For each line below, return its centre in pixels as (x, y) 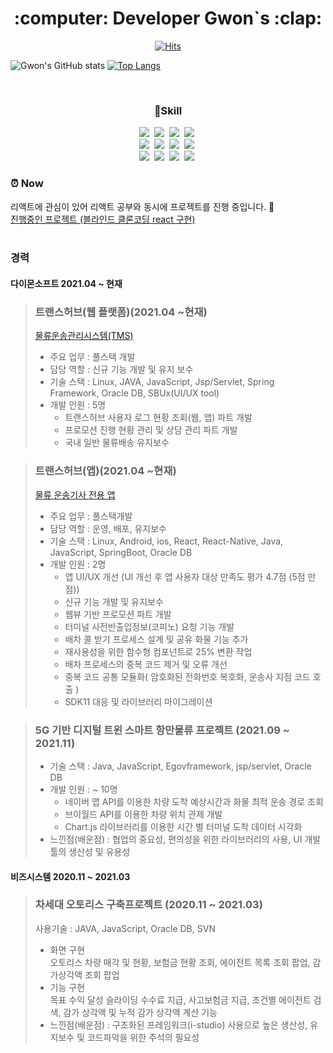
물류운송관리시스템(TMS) (84, 336)
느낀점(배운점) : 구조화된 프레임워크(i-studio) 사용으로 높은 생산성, (178, 1024)
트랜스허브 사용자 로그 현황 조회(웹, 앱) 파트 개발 (158, 418)
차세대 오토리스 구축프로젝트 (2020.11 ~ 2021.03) (148, 905)
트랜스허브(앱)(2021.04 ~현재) (105, 471)
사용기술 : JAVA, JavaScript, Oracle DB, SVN (125, 928)
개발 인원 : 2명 (78, 564)
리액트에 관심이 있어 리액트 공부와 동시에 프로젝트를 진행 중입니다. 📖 (142, 206)
